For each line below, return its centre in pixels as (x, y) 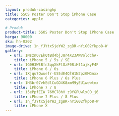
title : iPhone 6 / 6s (36, 69)
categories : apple (24, 19)
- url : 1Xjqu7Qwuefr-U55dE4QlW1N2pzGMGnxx (54, 74)
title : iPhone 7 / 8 (35, 87)
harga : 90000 (19, 37)
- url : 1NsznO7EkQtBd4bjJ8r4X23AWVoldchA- (54, 55)
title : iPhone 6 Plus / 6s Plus (47, 78)
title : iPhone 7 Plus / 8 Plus (46, 97)
